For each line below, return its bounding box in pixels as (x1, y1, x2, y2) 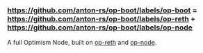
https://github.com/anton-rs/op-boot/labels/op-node (7, 23, 193, 32)
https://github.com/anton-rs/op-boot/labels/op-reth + (7, 14, 196, 23)
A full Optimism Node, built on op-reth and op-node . (7, 39, 157, 47)
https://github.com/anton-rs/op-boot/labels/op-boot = (7, 6, 198, 15)
